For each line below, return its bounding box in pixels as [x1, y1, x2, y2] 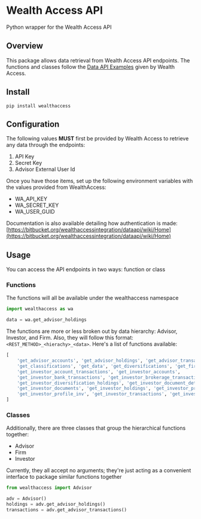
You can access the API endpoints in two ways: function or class [6, 266, 166, 273]
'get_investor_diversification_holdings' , [17, 380, 124, 386]
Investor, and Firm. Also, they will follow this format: [6, 334, 133, 341]
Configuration [6, 119, 60, 129]
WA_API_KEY [14, 196, 48, 203]
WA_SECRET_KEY [14, 202, 59, 209]
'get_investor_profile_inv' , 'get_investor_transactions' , [17, 391, 167, 397]
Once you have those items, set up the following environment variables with [6, 178, 193, 185]
